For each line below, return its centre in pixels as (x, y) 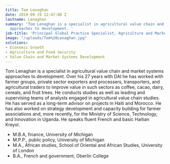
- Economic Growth (25, 47)
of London (23, 151)
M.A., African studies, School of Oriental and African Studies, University (88, 145)
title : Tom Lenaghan (27, 10)
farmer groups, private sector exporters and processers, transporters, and (83, 82)
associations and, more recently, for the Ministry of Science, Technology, (81, 114)
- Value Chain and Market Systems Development (55, 57)
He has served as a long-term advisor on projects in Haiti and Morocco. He (83, 103)
